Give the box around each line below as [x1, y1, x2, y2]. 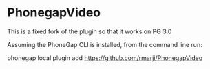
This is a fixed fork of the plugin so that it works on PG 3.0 [7, 27, 172, 36]
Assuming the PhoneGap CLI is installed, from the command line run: [7, 40, 202, 49]
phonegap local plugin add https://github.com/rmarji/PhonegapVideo [7, 53, 203, 62]
